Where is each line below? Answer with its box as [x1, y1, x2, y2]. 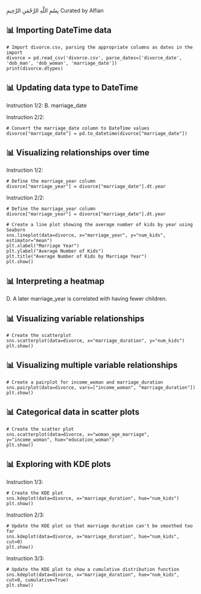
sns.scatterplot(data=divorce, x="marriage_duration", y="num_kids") [6, 338, 185, 344]
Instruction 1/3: [6, 478, 43, 485]
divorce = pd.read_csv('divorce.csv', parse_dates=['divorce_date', [6, 54, 182, 61]
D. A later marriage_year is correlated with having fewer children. [6, 295, 167, 302]
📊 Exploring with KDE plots [6, 459, 111, 469]
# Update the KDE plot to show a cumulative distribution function [6, 566, 180, 572]
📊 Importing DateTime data [6, 25, 112, 36]
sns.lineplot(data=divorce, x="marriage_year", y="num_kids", [6, 232, 166, 238]
